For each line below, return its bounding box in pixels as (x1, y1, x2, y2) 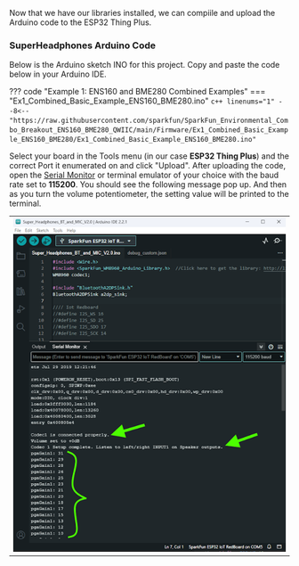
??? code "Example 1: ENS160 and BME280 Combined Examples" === (9, 86, 266, 97)
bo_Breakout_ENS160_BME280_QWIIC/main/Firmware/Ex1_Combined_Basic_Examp (9, 126, 289, 135)
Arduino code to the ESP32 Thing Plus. (9, 17, 152, 28)
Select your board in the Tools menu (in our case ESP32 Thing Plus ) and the (9, 151, 289, 161)
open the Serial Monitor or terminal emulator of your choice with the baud (9, 169, 279, 181)
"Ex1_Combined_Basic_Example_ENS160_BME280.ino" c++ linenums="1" (9, 95, 275, 106)
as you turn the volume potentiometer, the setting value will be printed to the (9, 189, 289, 200)
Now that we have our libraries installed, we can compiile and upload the (9, 8, 276, 18)
